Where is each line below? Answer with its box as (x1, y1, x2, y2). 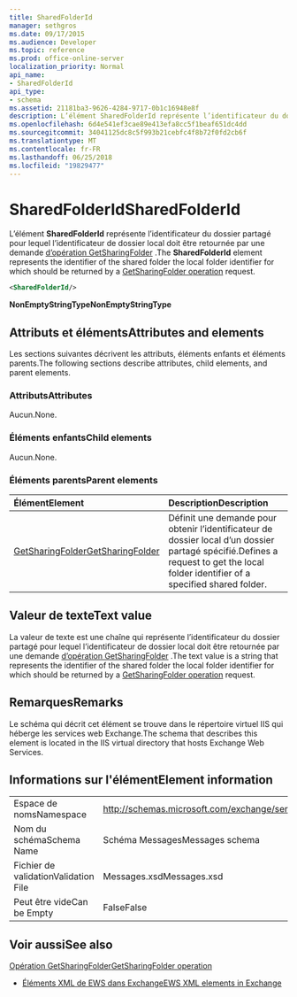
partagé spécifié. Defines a (167, 545, 278, 557)
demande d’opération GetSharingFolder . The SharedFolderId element (9, 247, 263, 258)
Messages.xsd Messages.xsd (103, 870, 224, 883)
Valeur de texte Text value (9, 608, 153, 623)
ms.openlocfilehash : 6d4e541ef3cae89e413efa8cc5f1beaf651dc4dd (9, 120, 247, 129)
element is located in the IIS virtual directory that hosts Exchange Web (9, 737, 265, 748)
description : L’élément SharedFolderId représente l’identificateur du (9, 112, 278, 120)
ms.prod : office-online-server (9, 54, 125, 63)
